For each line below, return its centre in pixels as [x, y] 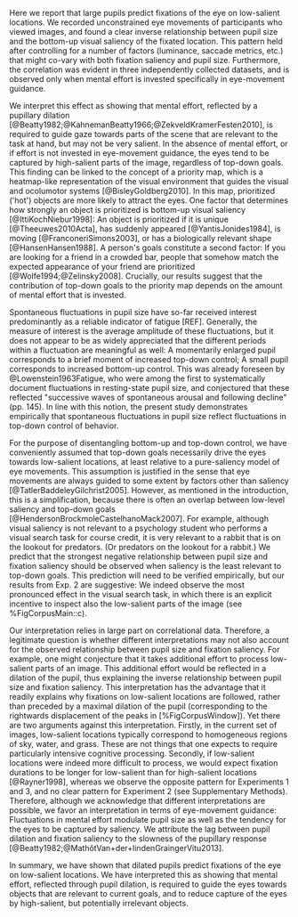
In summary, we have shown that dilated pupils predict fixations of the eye [145, 865]
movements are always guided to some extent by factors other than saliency [149, 481]
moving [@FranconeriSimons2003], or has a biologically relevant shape [141, 238]
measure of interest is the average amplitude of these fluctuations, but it [141, 331]
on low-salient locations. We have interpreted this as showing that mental [144, 875]
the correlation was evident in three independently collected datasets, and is [149, 69]
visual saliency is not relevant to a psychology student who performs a [139, 528]
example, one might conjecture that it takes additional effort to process [139, 659]
